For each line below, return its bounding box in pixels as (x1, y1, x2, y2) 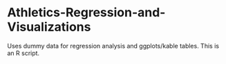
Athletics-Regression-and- (7, 5, 166, 20)
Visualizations (7, 19, 91, 35)
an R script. (7, 49, 40, 57)
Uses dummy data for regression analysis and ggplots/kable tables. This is (7, 42, 220, 50)
